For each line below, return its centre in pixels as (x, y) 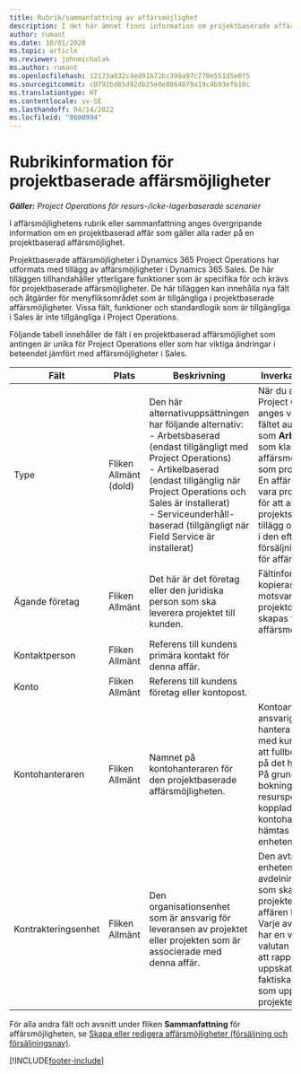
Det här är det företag (194, 580)
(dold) (121, 486)
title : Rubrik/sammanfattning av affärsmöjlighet (104, 17)
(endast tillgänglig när (195, 481)
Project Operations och (198, 492)
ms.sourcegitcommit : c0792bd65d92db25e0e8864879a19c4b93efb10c (130, 84)
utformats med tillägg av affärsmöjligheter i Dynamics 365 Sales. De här (142, 269)
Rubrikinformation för (92, 162)
